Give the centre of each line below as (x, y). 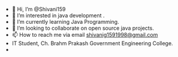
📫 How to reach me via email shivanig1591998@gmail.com (85, 35)
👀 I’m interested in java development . (58, 15)
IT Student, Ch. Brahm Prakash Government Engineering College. (92, 43)
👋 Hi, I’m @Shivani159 (39, 9)
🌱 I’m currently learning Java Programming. (65, 22)
